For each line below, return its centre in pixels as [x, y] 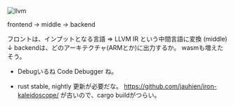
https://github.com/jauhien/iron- [170, 86]
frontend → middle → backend [52, 24]
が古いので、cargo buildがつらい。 [110, 95]
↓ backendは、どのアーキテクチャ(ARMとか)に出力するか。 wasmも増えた [115, 48]
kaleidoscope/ [38, 95]
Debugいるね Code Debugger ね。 [67, 71]
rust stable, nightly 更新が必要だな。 [70, 86]
